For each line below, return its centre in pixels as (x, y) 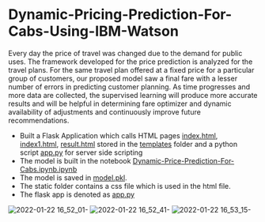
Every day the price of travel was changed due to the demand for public (125, 53)
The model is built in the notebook (75, 160)
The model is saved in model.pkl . (74, 177)
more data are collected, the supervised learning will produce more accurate (133, 95)
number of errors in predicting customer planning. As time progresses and (129, 87)
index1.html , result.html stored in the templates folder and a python (129, 144)
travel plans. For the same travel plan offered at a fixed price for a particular (131, 70)
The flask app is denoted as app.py (77, 194)
